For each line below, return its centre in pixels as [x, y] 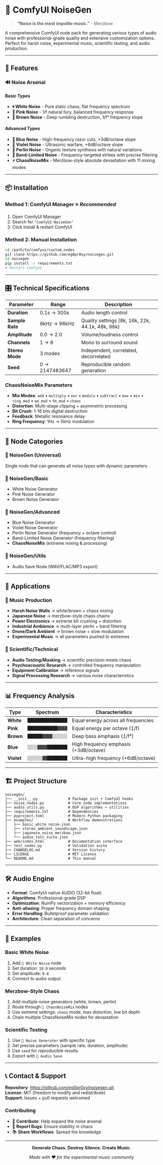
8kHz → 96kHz [57, 323]
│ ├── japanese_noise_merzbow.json [43, 833]
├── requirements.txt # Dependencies [52, 812]
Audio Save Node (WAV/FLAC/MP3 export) [55, 566]
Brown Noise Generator [35, 499]
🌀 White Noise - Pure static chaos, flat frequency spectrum [71, 107]
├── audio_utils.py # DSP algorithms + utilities [67, 808]
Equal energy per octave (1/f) [106, 728]
